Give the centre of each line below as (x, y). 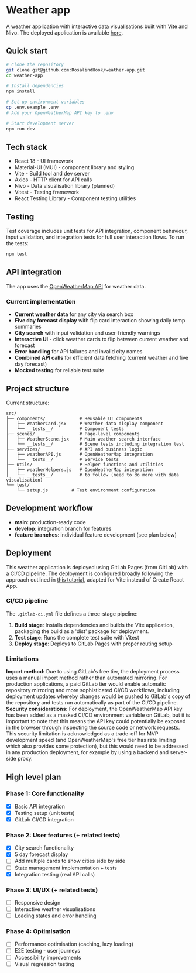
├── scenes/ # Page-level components (73, 434)
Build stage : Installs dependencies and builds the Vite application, (94, 625)
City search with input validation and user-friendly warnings (87, 333)
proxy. (25, 759)
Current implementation (41, 301)
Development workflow (50, 508)
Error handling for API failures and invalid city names (78, 352)
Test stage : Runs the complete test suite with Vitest (77, 637)
